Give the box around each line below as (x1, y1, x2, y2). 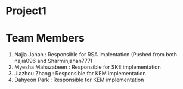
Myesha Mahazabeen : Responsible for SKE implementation (14, 63, 162, 71)
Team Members (5, 31, 85, 45)
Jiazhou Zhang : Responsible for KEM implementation (14, 70, 147, 77)
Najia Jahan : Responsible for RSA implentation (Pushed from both (14, 51, 177, 58)
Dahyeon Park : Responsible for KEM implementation (14, 76, 144, 84)
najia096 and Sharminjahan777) (14, 58, 93, 65)
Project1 (5, 4, 47, 18)
